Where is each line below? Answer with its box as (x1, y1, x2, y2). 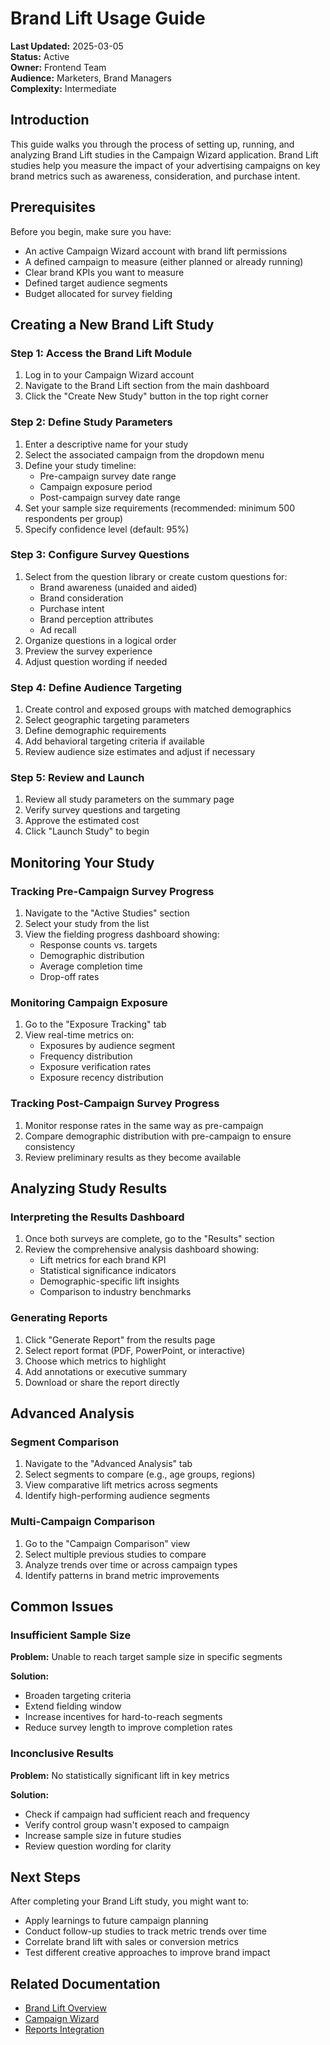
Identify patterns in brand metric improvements (24, 1569, 220, 1581)
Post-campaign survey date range (39, 491, 181, 503)
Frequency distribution (39, 1050, 133, 1062)
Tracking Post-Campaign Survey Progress (10, 1097, 220, 1111)
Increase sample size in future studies (24, 1829, 182, 1841)
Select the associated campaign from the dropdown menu (24, 448, 265, 461)
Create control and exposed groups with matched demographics (24, 703, 292, 716)
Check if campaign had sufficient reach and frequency (24, 1808, 250, 1820)
